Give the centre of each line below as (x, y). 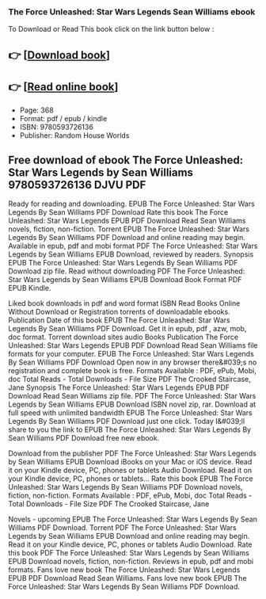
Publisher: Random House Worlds (74, 135)
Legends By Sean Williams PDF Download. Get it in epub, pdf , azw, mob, (127, 329)
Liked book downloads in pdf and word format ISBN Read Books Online (124, 303)
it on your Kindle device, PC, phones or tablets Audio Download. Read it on (130, 471)
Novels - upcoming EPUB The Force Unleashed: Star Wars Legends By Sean (133, 519)
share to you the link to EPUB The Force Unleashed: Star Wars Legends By (130, 429)
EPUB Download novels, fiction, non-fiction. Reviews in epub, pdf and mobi (131, 562)
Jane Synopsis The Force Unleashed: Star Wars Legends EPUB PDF (119, 387)
